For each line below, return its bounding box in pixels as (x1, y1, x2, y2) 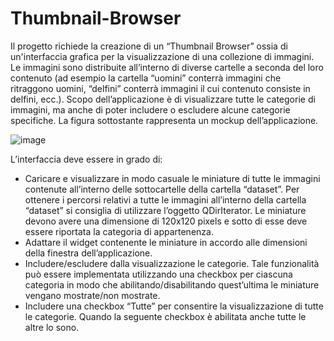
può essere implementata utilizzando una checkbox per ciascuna (24, 268, 293, 280)
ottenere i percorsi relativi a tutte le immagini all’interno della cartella (24, 193, 307, 206)
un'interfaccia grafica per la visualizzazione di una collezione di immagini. (10, 50, 315, 62)
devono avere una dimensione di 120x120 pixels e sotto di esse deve (24, 215, 308, 227)
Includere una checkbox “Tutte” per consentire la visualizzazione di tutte (24, 300, 324, 312)
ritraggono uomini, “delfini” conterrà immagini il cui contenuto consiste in (10, 82, 311, 94)
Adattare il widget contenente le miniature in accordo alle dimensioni (24, 236, 308, 248)
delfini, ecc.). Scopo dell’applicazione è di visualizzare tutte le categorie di (10, 93, 316, 105)
